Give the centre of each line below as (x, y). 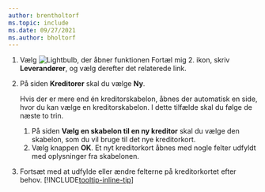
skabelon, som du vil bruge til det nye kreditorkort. (114, 140)
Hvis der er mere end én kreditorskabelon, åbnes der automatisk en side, (138, 99)
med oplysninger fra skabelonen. (85, 156)
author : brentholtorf (44, 15)
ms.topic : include (38, 23)
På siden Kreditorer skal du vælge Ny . (82, 84)
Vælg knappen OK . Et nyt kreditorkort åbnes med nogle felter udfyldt (144, 148)
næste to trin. (42, 116)
